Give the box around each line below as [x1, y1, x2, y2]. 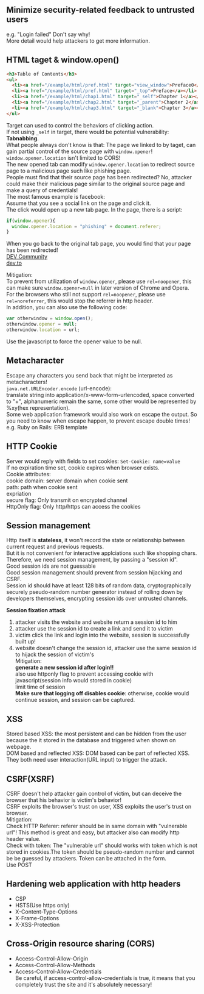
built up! [15, 638, 36, 645]
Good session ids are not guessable [6, 562, 96, 570]
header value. [6, 835, 41, 842]
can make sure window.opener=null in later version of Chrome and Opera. [6, 284, 189, 291]
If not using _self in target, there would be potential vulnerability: [6, 128, 169, 135]
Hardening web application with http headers [6, 879, 181, 889]
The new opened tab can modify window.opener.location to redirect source [6, 160, 195, 168]
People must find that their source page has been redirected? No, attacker [6, 173, 192, 181]
